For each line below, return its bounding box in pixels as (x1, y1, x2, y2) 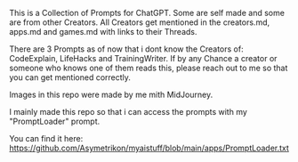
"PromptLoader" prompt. (9, 116, 101, 126)
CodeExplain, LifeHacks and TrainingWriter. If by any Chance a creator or (9, 53, 278, 63)
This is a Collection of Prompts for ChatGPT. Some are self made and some (9, 8, 285, 18)
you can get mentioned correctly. (9, 72, 132, 83)
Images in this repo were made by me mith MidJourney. (9, 89, 213, 100)
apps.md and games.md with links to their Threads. (9, 27, 197, 36)
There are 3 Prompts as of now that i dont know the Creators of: (9, 44, 244, 54)
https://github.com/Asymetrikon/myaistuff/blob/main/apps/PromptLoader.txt (9, 142, 289, 153)
